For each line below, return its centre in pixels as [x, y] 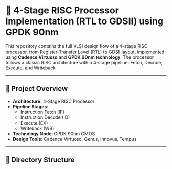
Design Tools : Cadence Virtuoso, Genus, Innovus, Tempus [74, 139]
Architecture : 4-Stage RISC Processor [53, 101]
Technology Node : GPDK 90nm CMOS [54, 134]
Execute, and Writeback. [31, 68]
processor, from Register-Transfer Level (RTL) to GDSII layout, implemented [85, 52]
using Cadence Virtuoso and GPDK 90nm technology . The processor [80, 57]
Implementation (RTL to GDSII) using [84, 21]
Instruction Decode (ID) [45, 117]
